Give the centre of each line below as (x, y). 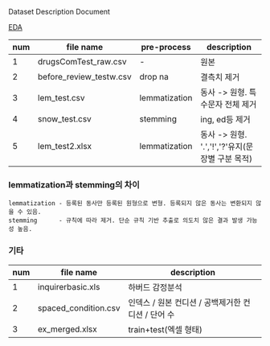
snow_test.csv (65, 119)
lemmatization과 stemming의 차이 (74, 184)
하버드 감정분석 (155, 287)
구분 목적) (235, 159)
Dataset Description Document (59, 12)
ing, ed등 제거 (225, 119)
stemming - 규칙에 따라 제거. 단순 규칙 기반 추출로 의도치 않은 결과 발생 (126, 220)
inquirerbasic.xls (69, 286)
